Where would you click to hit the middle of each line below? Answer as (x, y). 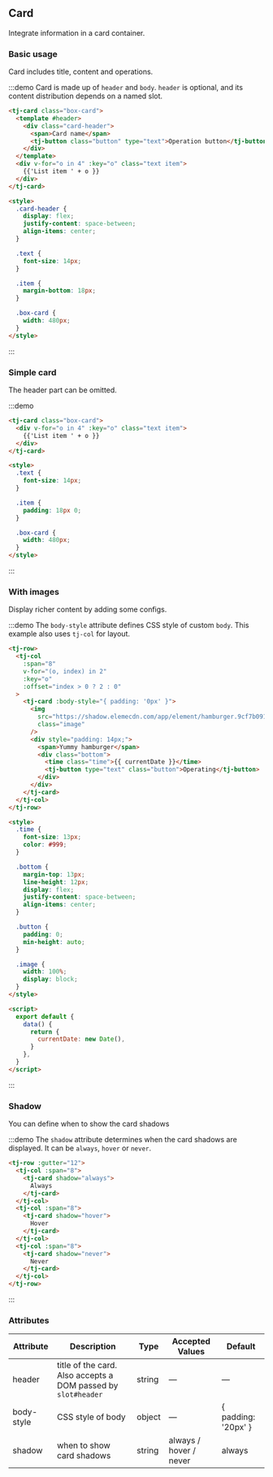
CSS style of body (91, 1417)
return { (45, 1032)
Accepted (191, 1341)
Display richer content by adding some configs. (88, 609)
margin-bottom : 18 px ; (59, 291)
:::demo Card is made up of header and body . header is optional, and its (126, 88)
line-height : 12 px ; (56, 882)
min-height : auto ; (54, 942)
